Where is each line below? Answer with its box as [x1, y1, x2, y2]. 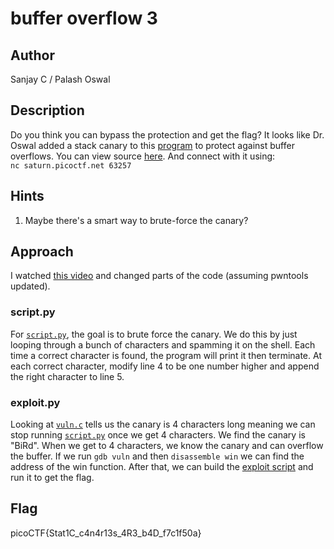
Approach [10, 243, 74, 261]
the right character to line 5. [10, 370, 125, 382]
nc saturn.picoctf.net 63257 [10, 160, 132, 171]
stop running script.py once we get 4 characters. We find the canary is [10, 429, 306, 441]
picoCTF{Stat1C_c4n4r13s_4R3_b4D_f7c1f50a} [10, 527, 202, 539]
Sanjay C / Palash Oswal [10, 73, 111, 85]
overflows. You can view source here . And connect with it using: [10, 150, 276, 162]
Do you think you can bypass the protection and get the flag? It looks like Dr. [10, 128, 325, 141]
